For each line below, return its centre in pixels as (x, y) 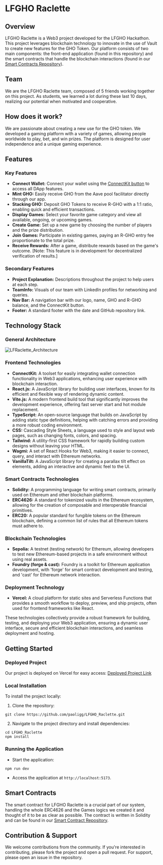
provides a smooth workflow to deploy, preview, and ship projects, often (84, 603)
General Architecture (30, 339)
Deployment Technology (35, 588)
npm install (17, 737)
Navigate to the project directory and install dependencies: (71, 724)
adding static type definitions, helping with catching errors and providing (85, 420)
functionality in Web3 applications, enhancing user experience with (80, 378)
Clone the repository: (33, 706)
